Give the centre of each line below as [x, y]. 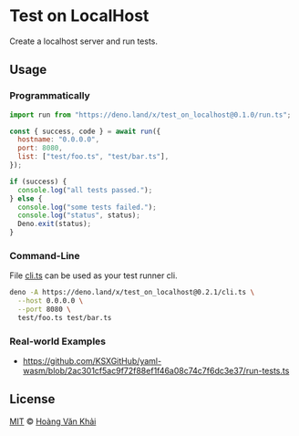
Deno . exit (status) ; [55, 224]
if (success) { [38, 182]
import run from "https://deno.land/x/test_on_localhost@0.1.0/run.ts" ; [150, 115]
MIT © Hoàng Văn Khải [53, 421]
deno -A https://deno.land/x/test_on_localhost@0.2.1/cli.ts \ [132, 293]
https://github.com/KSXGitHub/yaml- [92, 361]
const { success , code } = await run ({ [85, 131]
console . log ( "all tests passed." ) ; [85, 190]
